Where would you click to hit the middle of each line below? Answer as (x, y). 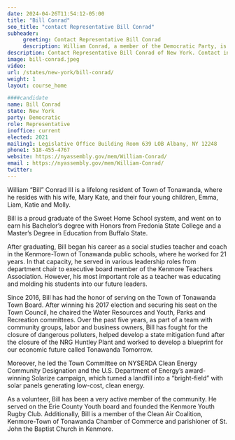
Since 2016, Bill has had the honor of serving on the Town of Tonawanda (112, 297)
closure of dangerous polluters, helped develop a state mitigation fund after (116, 334)
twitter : (20, 170)
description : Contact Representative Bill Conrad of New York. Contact (114, 53)
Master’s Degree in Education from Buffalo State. (78, 233)
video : (17, 66)
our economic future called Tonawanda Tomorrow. (80, 349)
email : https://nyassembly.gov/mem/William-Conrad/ (86, 163)
